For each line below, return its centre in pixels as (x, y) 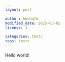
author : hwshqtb (22, 18)
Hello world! (17, 55)
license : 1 (16, 28)
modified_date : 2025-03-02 (33, 23)
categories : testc (24, 37)
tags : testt (17, 41)
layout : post (18, 10)
